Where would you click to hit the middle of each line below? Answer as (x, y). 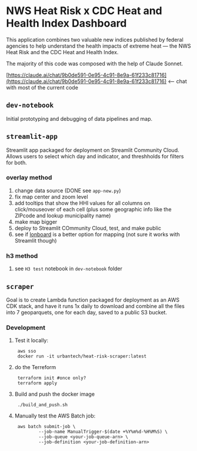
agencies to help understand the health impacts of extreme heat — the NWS (98, 46)
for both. (17, 163)
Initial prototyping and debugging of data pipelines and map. (79, 118)
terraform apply (37, 383)
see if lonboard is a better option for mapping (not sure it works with (97, 234)
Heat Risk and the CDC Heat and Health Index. (62, 52)
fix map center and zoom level (51, 197)
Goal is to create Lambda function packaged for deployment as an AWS (93, 300)
